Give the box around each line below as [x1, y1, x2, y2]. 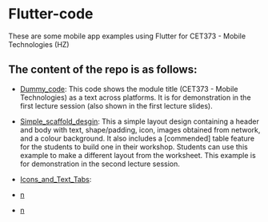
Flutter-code [8, 5, 94, 23]
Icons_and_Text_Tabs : [19, 174, 92, 184]
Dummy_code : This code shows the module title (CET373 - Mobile [19, 84, 238, 93]
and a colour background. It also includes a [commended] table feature [19, 133, 254, 143]
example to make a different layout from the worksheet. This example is [19, 150, 256, 160]
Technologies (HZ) [8, 39, 70, 49]
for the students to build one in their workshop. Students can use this [19, 141, 248, 152]
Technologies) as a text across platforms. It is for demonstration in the [19, 93, 251, 102]
